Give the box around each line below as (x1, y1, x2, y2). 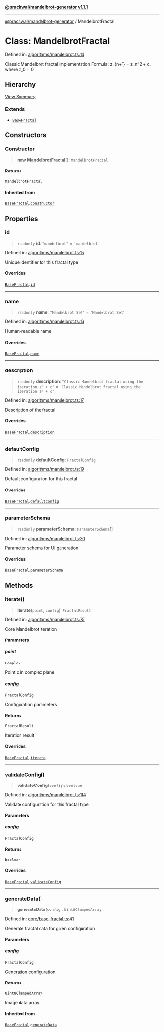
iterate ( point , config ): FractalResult (17, 607, 91, 613)
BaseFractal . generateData (5, 1022, 57, 1028)
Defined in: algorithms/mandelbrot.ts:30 (5, 535, 85, 541)
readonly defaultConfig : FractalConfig (17, 457, 96, 463)
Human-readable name (5, 328, 52, 334)
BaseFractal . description (5, 429, 55, 435)
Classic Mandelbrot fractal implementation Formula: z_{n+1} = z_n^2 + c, (5, 61, 151, 67)
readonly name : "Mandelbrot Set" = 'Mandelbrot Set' (17, 309, 125, 315)
